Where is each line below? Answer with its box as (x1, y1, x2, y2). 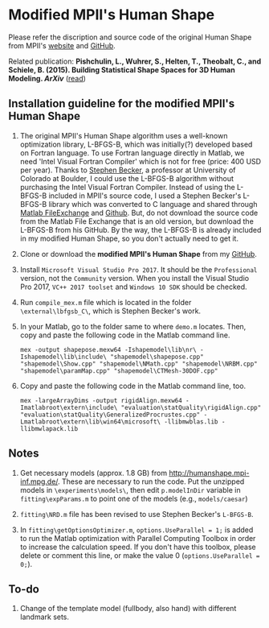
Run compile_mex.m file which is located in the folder (19, 297, 192, 307)
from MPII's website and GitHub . (8, 40, 116, 50)
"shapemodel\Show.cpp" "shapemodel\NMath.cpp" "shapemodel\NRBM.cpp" (19, 360, 259, 368)
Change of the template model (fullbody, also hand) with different (19, 604, 237, 614)
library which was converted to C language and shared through (48, 199, 258, 209)
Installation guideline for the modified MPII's (8, 97, 235, 110)
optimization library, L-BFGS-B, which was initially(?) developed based (19, 139, 253, 149)
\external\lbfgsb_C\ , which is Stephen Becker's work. (19, 306, 202, 316)
